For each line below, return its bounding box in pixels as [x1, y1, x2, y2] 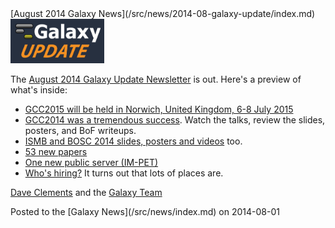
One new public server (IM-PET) [24, 157, 159, 169]
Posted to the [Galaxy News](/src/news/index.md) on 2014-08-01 [10, 206, 280, 218]
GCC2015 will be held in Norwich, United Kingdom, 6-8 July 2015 [24, 103, 294, 116]
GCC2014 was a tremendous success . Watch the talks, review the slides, [24, 114, 326, 126]
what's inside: [10, 84, 68, 96]
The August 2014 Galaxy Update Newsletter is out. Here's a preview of [10, 73, 302, 86]
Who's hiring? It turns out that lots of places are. [24, 167, 224, 179]
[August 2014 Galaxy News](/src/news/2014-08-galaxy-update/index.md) [10, 8, 316, 19]
